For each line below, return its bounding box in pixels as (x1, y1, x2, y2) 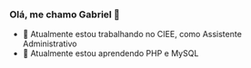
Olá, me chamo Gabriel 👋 (9, 8, 121, 21)
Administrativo (22, 38, 77, 49)
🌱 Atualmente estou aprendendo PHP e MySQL (22, 48, 199, 59)
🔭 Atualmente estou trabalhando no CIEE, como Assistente (22, 29, 243, 40)
